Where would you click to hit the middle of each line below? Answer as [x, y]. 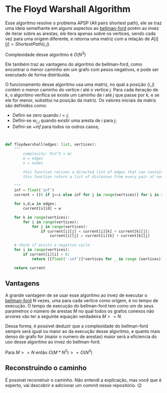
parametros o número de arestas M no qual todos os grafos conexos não [80, 311]
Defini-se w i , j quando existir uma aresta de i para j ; [64, 121]
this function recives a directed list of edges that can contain [93, 172]
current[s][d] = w [42, 209]
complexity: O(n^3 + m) [47, 154]
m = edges [33, 158]
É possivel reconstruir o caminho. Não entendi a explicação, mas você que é [83, 380]
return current [30, 268]
